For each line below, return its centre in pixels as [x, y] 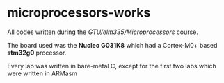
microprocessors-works [79, 13]
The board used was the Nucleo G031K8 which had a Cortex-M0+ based [112, 45]
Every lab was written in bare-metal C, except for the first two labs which [112, 66]
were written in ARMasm [42, 73]
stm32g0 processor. [37, 53]
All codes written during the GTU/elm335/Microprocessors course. [103, 32]
